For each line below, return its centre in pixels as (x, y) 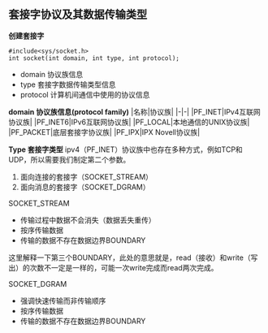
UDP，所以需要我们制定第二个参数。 (69, 159)
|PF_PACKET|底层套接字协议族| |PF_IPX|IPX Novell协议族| (104, 132)
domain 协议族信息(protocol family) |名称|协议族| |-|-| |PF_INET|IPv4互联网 (135, 111)
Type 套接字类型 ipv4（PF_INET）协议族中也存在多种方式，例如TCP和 (126, 149)
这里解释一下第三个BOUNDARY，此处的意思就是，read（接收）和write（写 (133, 257)
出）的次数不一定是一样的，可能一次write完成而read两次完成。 (113, 267)
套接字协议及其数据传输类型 (78, 15)
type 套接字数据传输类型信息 (68, 84)
